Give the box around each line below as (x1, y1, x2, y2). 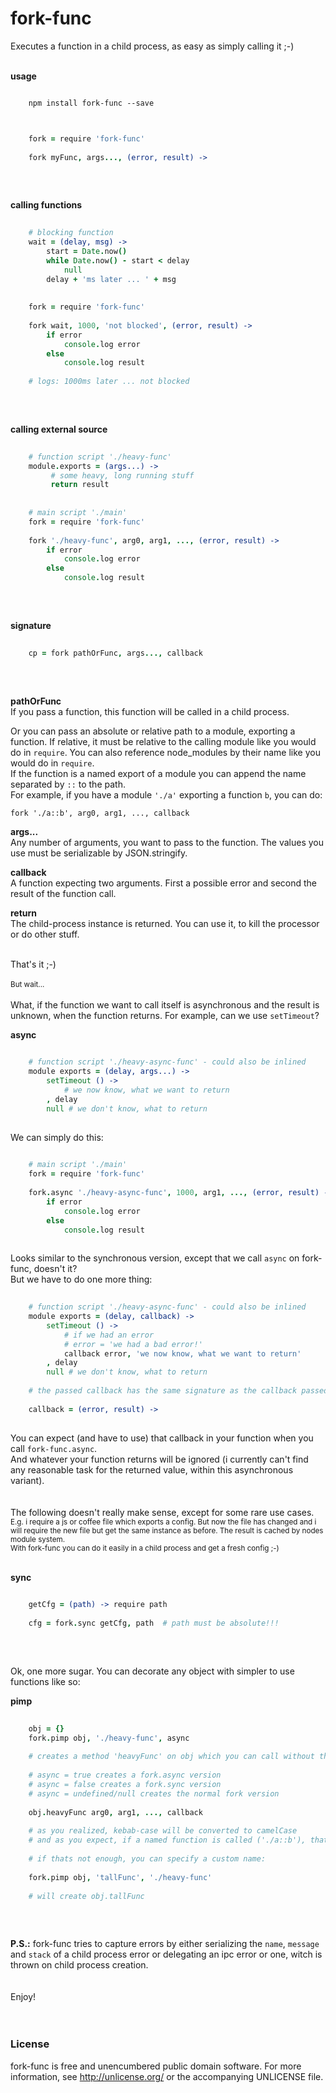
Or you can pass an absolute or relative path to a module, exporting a (10, 725, 296, 737)
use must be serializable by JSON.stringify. (10, 847, 188, 859)
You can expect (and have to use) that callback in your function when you (10, 1432, 314, 1444)
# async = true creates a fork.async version (28, 1770, 222, 1781)
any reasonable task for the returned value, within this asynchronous (10, 1463, 294, 1476)
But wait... (10, 979, 45, 989)
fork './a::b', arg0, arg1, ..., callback (10, 808, 190, 818)
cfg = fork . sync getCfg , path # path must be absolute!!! (28, 1618, 280, 1629)
